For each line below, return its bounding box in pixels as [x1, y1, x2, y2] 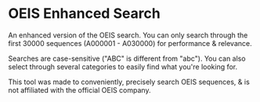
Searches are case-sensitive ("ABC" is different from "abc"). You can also [8, 54, 246, 63]
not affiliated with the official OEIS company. [8, 85, 151, 94]
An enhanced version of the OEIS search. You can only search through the [8, 30, 248, 40]
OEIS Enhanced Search [8, 5, 161, 23]
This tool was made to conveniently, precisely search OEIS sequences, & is [8, 77, 251, 86]
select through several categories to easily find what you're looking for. [8, 62, 238, 71]
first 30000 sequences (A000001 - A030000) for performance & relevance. [8, 38, 252, 47]
